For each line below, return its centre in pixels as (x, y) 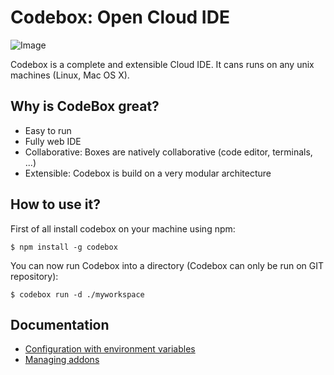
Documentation (60, 324)
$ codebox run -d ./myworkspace (77, 294)
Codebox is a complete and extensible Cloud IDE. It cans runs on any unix (162, 64)
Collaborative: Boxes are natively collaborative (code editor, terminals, (168, 152)
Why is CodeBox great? (85, 106)
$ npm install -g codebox (64, 247)
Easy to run (48, 130)
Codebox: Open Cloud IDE (120, 17)
